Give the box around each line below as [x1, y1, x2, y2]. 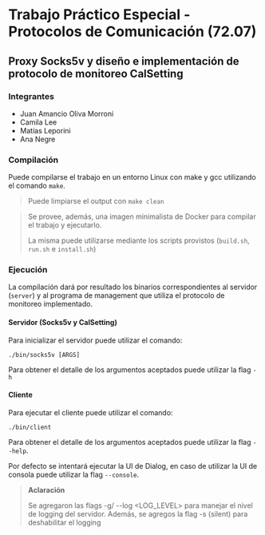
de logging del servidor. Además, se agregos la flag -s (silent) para [27, 509, 248, 518]
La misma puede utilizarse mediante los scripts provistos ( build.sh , [27, 236, 250, 245]
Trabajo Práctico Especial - [8, 6, 191, 24]
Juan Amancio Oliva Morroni [19, 109, 114, 118]
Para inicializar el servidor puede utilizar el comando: [8, 335, 183, 345]
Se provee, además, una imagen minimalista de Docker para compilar [27, 212, 257, 221]
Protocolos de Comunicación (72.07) [8, 22, 257, 41]
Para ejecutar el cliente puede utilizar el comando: [8, 407, 173, 417]
